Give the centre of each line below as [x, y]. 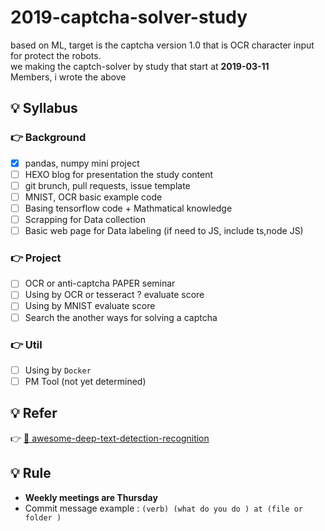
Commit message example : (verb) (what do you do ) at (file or [163, 508]
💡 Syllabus [44, 108]
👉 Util [26, 344]
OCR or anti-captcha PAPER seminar [100, 283]
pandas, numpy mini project [82, 163]
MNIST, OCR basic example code [93, 197]
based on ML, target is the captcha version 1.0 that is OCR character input [162, 45]
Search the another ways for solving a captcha [121, 317]
